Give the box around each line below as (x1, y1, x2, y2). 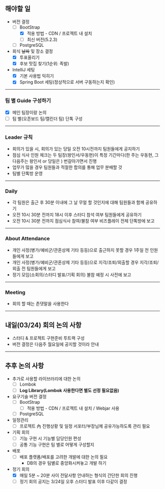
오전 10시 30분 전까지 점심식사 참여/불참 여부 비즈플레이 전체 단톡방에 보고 (12, 218, 155, 224)
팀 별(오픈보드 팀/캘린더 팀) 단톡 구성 (12, 115, 82, 122)
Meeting (5, 289, 26, 295)
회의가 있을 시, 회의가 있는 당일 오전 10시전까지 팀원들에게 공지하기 (12, 146, 140, 152)
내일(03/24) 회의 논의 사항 (5, 321, 82, 329)
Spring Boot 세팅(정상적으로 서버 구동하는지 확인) (19, 79, 115, 85)
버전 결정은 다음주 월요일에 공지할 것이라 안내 (12, 341, 99, 347)
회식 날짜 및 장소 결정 (12, 48, 53, 54)
